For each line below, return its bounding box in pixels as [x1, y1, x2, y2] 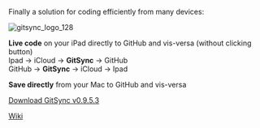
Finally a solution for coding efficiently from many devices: [8, 7, 205, 16]
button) [8, 47, 33, 56]
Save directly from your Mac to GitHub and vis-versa [8, 80, 187, 89]
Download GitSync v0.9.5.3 [8, 96, 100, 105]
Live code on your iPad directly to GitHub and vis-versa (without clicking [8, 38, 252, 48]
